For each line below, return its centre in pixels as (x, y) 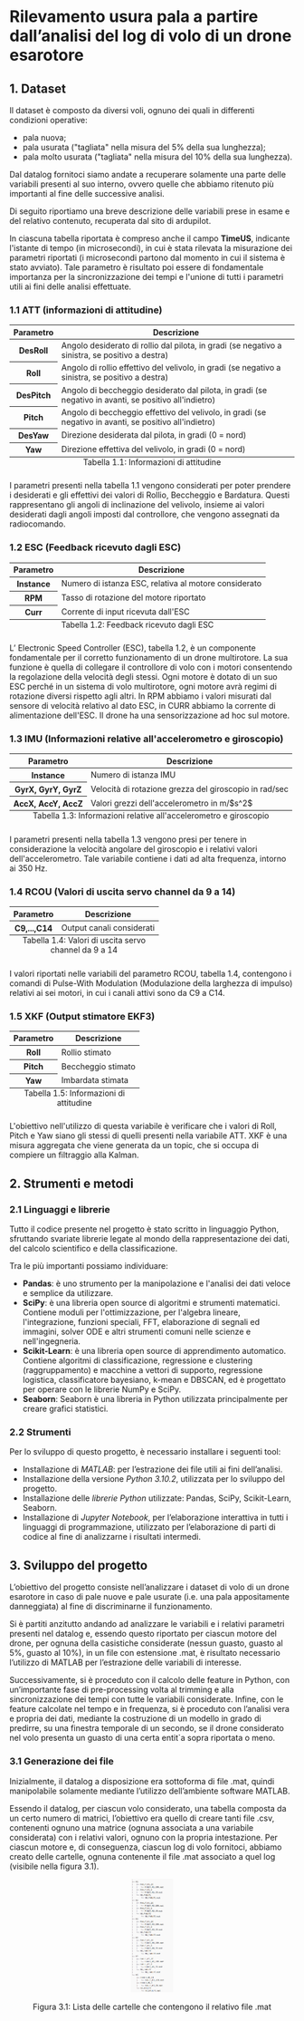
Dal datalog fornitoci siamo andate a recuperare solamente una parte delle (148, 174)
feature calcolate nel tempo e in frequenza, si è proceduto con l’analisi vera (149, 1709)
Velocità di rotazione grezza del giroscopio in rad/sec (190, 789)
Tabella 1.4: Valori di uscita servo (84, 941)
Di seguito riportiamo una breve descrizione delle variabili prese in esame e (150, 211)
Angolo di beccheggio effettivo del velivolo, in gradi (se (164, 412)
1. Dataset (38, 88)
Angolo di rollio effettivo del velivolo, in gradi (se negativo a (171, 368)
